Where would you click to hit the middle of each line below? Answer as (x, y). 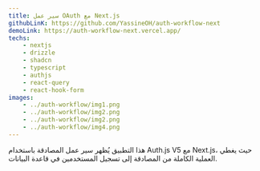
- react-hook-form (53, 90)
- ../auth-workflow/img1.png (71, 105)
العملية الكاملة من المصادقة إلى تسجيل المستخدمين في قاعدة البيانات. (113, 158)
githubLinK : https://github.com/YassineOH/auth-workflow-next (114, 23)
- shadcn (37, 61)
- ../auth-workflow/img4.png (71, 127)
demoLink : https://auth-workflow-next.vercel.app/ (95, 30)
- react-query (46, 82)
